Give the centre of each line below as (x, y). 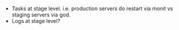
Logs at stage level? (36, 21)
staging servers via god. (41, 15)
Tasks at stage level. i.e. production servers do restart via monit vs (92, 9)
